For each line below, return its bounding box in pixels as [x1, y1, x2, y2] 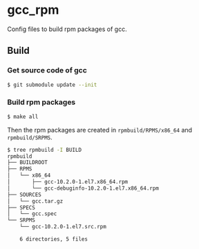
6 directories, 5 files [19, 236, 88, 243]
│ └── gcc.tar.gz [7, 197, 64, 205]
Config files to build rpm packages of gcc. [7, 25, 127, 33]
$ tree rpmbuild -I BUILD [7, 146, 82, 153]
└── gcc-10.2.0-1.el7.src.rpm [19, 223, 107, 230]
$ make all [7, 113, 39, 120]
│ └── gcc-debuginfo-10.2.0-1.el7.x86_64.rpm [7, 185, 159, 192]
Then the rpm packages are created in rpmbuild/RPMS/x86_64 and [7, 126, 192, 134]
